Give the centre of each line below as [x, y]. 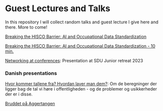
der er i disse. [19, 94]
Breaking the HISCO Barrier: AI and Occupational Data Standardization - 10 [80, 46]
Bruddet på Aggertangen [30, 104]
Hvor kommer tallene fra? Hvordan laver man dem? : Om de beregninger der [81, 84]
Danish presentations [31, 73]
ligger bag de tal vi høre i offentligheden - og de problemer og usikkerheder [81, 89]
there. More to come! [26, 27]
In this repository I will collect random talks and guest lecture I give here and [82, 22]
